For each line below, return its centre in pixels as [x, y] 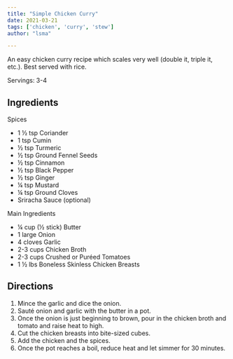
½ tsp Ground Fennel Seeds [57, 156]
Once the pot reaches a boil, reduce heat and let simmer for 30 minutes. [121, 348]
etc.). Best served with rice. [47, 67]
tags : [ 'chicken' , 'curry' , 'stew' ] [61, 27]
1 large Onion [36, 235]
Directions [30, 286]
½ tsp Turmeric [39, 148]
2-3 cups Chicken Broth [52, 250]
